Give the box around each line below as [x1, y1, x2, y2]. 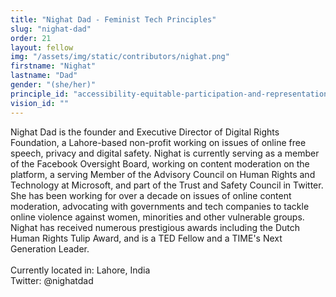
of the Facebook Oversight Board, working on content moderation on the [10, 157, 310, 170]
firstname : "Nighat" [10, 61, 97, 71]
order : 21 [10, 33, 52, 43]
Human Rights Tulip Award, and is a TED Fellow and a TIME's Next [10, 232, 283, 244]
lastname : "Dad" [10, 71, 78, 81]
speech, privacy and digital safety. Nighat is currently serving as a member [10, 147, 320, 159]
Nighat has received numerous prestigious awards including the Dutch [10, 221, 301, 233]
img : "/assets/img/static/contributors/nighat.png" [10, 52, 230, 62]
